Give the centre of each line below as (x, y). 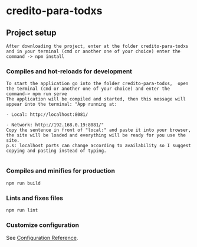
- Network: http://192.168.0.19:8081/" (55, 125)
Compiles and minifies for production (60, 171)
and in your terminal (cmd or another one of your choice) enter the (93, 51)
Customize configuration (43, 225)
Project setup (32, 33)
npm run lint (22, 210)
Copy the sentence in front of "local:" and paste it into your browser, (99, 130)
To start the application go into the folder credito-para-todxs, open (97, 84)
